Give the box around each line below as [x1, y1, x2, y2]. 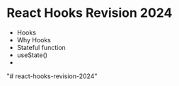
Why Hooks [16, 35, 51, 44]
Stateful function [16, 43, 67, 51]
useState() [16, 51, 47, 59]
